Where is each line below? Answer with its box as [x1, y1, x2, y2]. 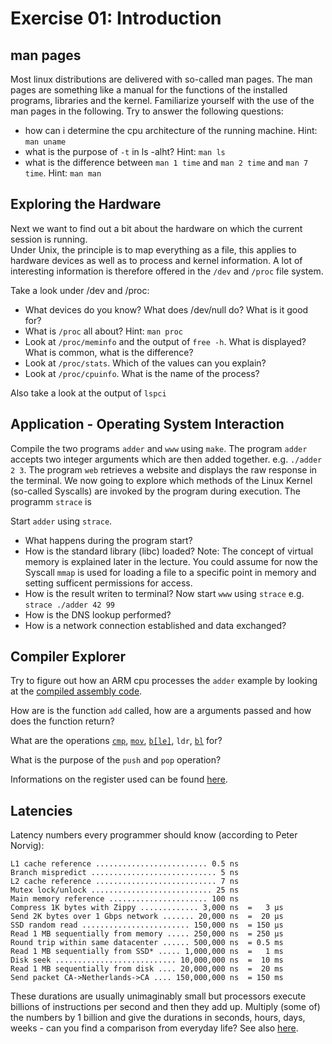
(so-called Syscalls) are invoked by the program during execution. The [10, 485, 301, 497]
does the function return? [10, 715, 115, 727]
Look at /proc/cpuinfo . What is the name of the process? [24, 367, 260, 379]
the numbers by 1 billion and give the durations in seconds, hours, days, [10, 1012, 306, 1024]
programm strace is [10, 495, 92, 507]
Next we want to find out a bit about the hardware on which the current [10, 222, 303, 234]
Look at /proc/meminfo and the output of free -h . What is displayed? [24, 335, 307, 347]
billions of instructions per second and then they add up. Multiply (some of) [10, 1001, 321, 1013]
